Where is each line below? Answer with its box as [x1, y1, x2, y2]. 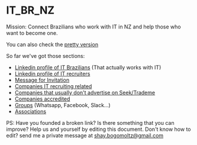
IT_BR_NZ [6, 4, 55, 17]
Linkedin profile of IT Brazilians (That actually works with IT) [14, 63, 162, 71]
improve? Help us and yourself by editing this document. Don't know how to [6, 125, 191, 133]
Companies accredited [14, 95, 70, 102]
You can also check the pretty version [6, 41, 99, 48]
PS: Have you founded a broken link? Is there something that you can [6, 119, 175, 126]
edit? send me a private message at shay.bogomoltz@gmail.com [6, 131, 164, 139]
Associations [14, 108, 46, 115]
